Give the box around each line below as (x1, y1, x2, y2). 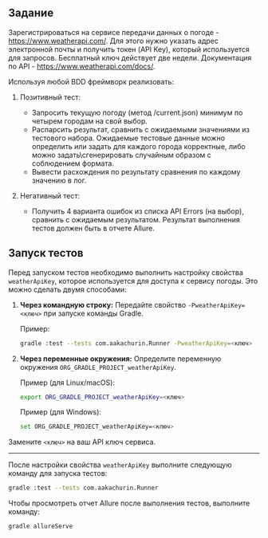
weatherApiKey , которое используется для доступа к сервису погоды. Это (8, 276, 258, 285)
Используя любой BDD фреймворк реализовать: (8, 77, 174, 86)
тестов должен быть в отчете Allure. (31, 223, 156, 233)
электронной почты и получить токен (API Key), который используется (8, 44, 250, 54)
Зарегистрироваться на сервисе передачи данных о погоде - (8, 27, 219, 37)
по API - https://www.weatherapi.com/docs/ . (8, 61, 156, 71)
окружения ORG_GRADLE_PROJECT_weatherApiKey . (19, 362, 177, 371)
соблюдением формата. (31, 159, 114, 168)
